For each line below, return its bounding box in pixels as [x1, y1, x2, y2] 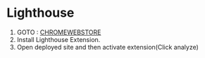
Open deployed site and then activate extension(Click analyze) [16, 43, 199, 51]
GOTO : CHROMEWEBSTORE [16, 28, 101, 36]
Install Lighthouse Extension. [16, 35, 101, 43]
